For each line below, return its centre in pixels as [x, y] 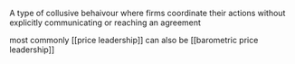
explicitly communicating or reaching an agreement [105, 23]
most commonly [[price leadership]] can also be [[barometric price [134, 40]
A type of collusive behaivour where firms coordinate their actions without [147, 13]
